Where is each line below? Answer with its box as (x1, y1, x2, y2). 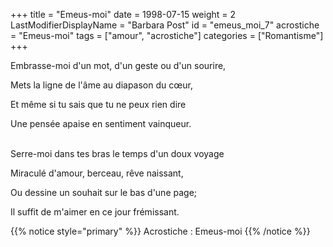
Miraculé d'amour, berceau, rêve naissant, (10, 167, 184, 179)
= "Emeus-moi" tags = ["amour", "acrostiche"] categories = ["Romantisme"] (10, 30, 324, 41)
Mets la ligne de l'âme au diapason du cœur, (10, 79, 193, 91)
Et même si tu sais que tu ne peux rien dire (10, 99, 187, 110)
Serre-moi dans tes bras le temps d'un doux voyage (10, 148, 225, 159)
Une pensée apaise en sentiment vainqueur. (10, 118, 192, 129)
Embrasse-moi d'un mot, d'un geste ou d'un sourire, (10, 60, 227, 71)
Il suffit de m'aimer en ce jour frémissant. (10, 206, 180, 218)
